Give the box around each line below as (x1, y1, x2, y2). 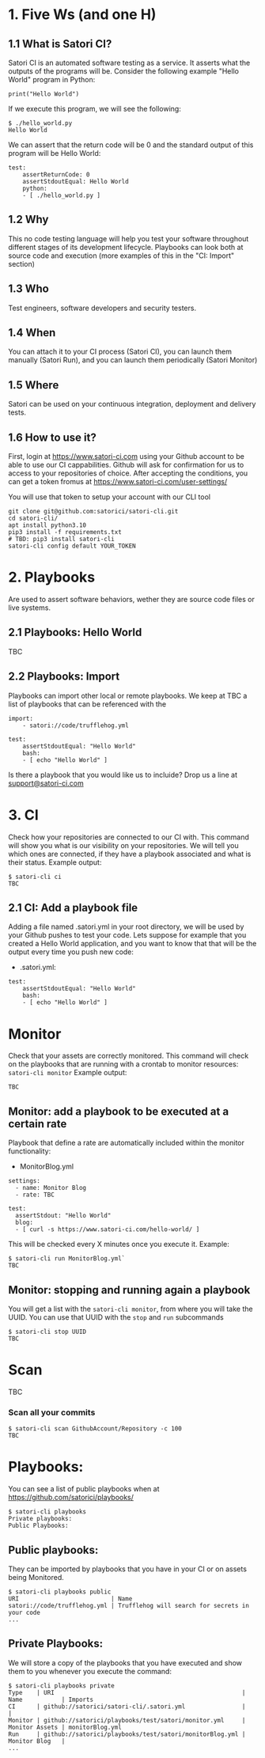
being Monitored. (8, 1572, 65, 1582)
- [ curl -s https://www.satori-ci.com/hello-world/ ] (15, 1226, 200, 1233)
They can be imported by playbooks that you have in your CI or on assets (8, 1564, 248, 1574)
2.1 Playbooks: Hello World (8, 626, 142, 639)
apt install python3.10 (8, 521, 87, 529)
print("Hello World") (8, 90, 80, 98)
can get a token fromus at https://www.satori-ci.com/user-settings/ (8, 477, 228, 487)
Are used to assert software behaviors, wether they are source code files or (8, 595, 255, 604)
